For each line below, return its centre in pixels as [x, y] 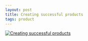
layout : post [19, 10]
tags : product [20, 19]
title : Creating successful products [44, 14]
